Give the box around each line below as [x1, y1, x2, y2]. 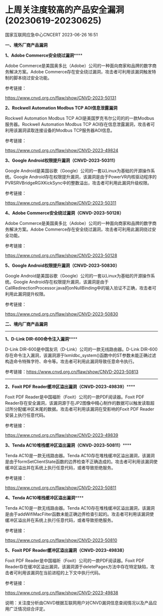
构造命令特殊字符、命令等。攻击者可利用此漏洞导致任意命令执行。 [5, 358, 137, 364]
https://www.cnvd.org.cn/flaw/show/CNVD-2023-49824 [5, 147, 119, 153]
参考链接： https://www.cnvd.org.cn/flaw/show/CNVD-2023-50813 [5, 369, 139, 375]
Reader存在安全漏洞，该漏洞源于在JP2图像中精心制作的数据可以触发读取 [5, 400, 150, 406]
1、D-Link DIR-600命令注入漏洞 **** [5, 336, 78, 342]
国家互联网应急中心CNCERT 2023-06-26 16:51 [5, 32, 98, 37]
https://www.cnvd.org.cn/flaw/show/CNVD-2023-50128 [5, 252, 117, 258]
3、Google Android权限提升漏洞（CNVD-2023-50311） [5, 157, 118, 163]
